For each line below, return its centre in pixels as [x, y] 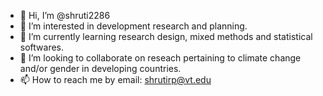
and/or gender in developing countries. [100, 68]
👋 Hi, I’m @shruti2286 [65, 15]
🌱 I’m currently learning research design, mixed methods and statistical [166, 36]
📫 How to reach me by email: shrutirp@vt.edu [115, 79]
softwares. [42, 47]
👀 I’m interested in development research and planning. [133, 26]
